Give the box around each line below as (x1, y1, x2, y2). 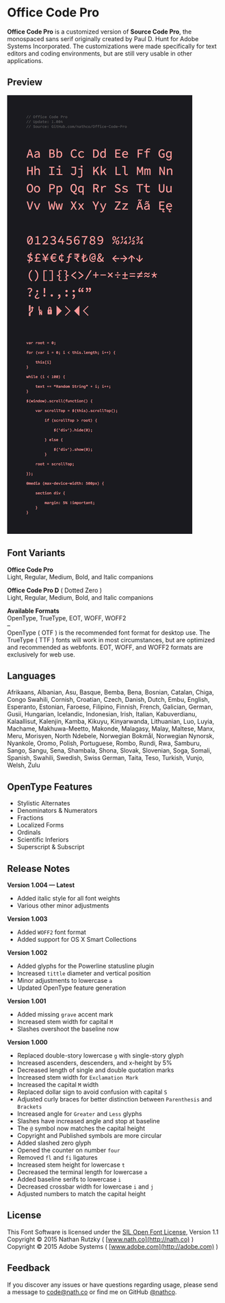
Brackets (16, 1104, 42, 1110)
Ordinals (16, 828, 41, 837)
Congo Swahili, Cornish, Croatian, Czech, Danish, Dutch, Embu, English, (7, 696, 210, 704)
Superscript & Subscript (16, 843, 85, 851)
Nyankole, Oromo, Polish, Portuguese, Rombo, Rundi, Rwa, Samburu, (7, 739, 202, 748)
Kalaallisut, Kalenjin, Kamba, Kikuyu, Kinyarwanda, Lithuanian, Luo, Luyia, (7, 718, 215, 726)
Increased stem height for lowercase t (16, 1160, 125, 1169)
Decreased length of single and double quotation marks (16, 1066, 174, 1074)
